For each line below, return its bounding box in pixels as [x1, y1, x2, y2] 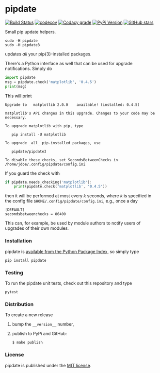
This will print [5, 93, 32, 99]
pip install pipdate [5, 258, 47, 263]
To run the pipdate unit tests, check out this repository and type [5, 280, 132, 286]
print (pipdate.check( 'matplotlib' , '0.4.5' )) [14, 184, 108, 189]
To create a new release [5, 312, 53, 318]
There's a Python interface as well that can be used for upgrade [5, 60, 133, 66]
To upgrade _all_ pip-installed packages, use [5, 140, 101, 145]
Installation [5, 237, 32, 244]
